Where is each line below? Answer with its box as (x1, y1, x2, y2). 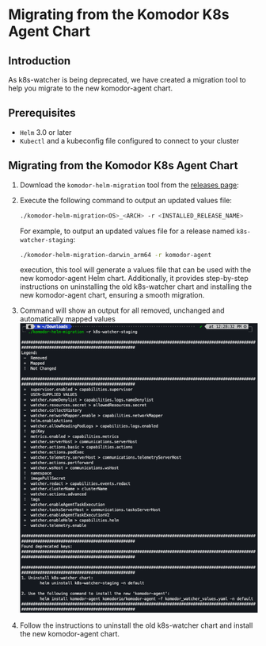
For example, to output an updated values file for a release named (19, 226, 235, 236)
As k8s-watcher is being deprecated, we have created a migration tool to (8, 75, 247, 84)
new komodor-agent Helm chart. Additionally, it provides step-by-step (19, 274, 249, 283)
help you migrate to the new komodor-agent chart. (8, 83, 173, 93)
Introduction (8, 54, 71, 67)
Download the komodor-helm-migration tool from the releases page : (19, 180, 239, 190)
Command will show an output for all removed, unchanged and (19, 306, 225, 315)
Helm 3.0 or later (19, 127, 72, 137)
